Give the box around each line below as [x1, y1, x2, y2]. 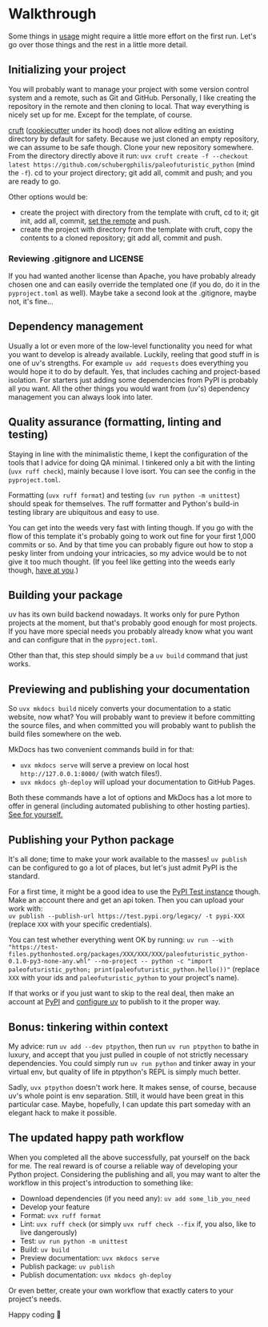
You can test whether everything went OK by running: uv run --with [8, 935, 234, 945]
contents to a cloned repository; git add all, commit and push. [19, 233, 222, 243]
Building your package [8, 589, 123, 602]
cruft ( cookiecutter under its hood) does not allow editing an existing [8, 125, 234, 135]
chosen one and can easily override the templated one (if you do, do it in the [8, 279, 260, 289]
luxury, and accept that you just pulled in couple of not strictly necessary [8, 1050, 249, 1060]
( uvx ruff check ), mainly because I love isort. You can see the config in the [8, 466, 256, 476]
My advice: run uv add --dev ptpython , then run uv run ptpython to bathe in [8, 1041, 259, 1051]
